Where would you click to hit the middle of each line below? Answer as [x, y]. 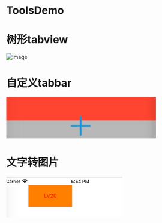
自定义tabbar [39, 83]
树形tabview [37, 40]
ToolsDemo [35, 11]
